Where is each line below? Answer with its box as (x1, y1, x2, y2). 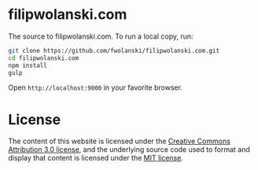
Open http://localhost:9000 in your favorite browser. (8, 83, 183, 92)
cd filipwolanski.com (8, 54, 79, 62)
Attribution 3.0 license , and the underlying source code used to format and (8, 145, 250, 154)
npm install (8, 61, 47, 69)
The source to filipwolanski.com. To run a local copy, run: (8, 31, 194, 41)
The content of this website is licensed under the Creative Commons (8, 136, 230, 146)
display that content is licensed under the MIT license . (8, 153, 183, 163)
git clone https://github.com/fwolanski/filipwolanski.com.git (8, 46, 220, 54)
